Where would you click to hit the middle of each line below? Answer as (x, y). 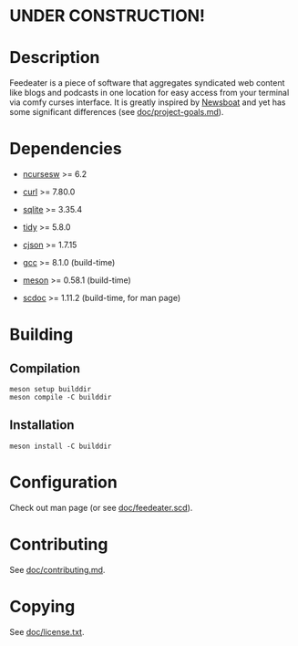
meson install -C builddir (61, 446)
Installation (42, 425)
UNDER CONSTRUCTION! (108, 16)
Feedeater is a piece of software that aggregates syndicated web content (147, 83)
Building (41, 335)
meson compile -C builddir (61, 398)
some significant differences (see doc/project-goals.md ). (117, 112)
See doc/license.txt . (47, 631)
